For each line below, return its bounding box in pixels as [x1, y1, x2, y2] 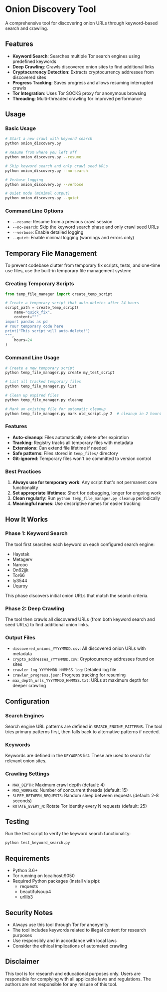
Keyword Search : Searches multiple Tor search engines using [12, 53, 141, 59]
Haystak [12, 551, 30, 557]
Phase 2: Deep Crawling [5, 605, 65, 612]
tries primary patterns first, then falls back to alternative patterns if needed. [5, 729, 161, 735]
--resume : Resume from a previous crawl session [12, 219, 113, 225]
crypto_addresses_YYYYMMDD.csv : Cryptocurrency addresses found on [12, 656, 155, 662]
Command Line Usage [5, 354, 60, 361]
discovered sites [12, 74, 46, 80]
